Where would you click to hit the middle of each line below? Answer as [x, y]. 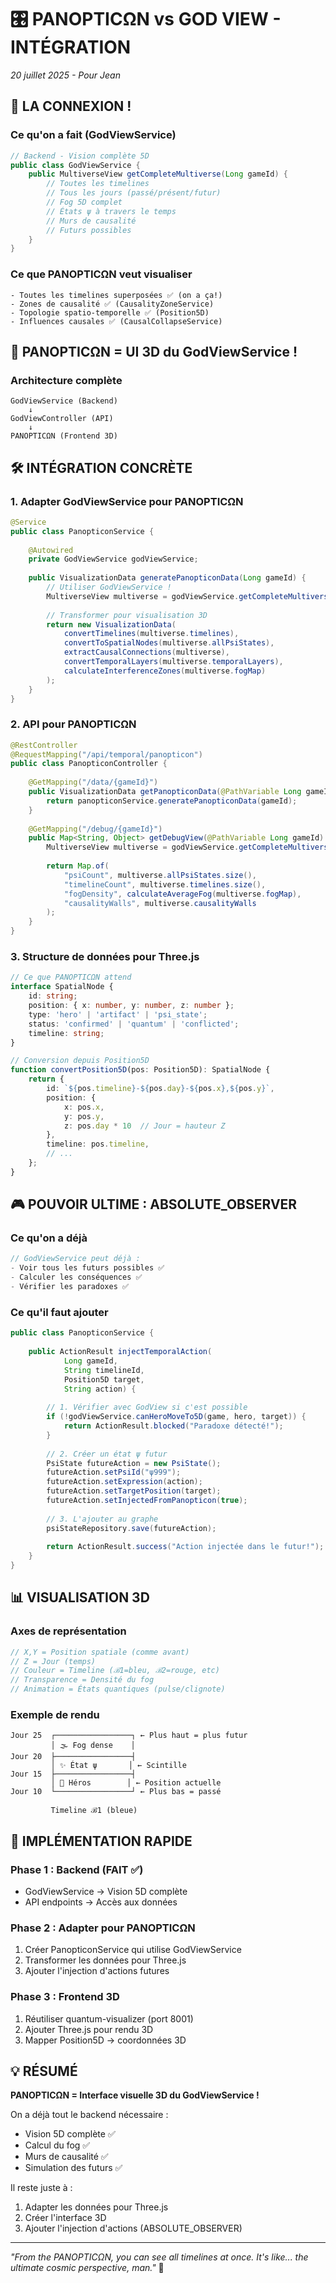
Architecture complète [66, 380]
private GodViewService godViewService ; [113, 559]
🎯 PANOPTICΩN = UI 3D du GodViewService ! [154, 351]
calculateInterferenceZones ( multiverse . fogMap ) [165, 671]
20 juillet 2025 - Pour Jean [65, 75]
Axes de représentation [68, 1631]
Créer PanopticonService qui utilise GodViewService [133, 1950]
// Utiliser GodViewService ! [109, 587]
